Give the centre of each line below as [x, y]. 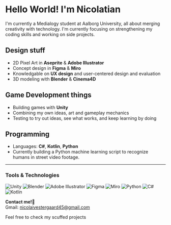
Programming [27, 134]
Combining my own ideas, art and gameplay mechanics [71, 113]
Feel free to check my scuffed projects [46, 217]
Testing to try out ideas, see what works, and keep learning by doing [84, 118]
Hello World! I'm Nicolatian [63, 9]
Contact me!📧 [20, 202]
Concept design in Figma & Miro [47, 68]
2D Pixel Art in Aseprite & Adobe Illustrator [58, 63]
